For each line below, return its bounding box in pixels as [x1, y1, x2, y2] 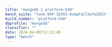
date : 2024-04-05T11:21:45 [5, 30, 61, 35]
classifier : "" [5, 25, 37, 30]
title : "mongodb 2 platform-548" [5, 7, 74, 12]
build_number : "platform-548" [5, 16, 68, 21]
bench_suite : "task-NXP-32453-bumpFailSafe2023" [5, 12, 108, 17]
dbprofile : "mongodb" [5, 21, 50, 26]
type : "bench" [5, 35, 35, 40]
